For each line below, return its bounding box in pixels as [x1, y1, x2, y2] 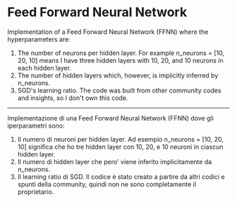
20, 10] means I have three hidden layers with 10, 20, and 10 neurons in [17, 56, 224, 64]
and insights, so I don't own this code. [17, 93, 128, 102]
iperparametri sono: [7, 121, 65, 130]
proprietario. [17, 187, 54, 196]
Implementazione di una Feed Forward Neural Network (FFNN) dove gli [7, 113, 214, 122]
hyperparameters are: [7, 35, 71, 43]
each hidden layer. [17, 63, 72, 72]
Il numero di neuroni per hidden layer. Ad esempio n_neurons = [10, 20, [17, 135, 224, 143]
